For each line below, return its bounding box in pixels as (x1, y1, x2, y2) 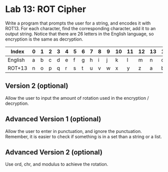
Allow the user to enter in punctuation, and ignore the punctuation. (5, 128, 142, 134)
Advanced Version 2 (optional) (5, 148, 102, 156)
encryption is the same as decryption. (5, 36, 83, 42)
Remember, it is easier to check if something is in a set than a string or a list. (5, 133, 162, 139)
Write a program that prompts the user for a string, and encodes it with (5, 20, 151, 26)
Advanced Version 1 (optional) (5, 115, 101, 123)
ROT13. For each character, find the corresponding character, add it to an (5, 25, 156, 31)
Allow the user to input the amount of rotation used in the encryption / (5, 95, 149, 101)
